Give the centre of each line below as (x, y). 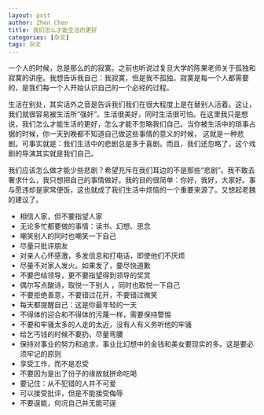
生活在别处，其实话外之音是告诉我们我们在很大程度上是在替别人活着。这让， (132, 105)
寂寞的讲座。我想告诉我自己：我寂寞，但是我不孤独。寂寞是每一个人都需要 (128, 78)
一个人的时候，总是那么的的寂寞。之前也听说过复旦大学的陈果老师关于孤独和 (132, 68)
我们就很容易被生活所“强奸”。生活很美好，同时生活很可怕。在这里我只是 (125, 114)
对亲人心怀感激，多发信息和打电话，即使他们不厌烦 (102, 255)
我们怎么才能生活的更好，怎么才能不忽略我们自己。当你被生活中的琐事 (135, 124)
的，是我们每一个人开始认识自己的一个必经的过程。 (91, 88)
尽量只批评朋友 (44, 246)
